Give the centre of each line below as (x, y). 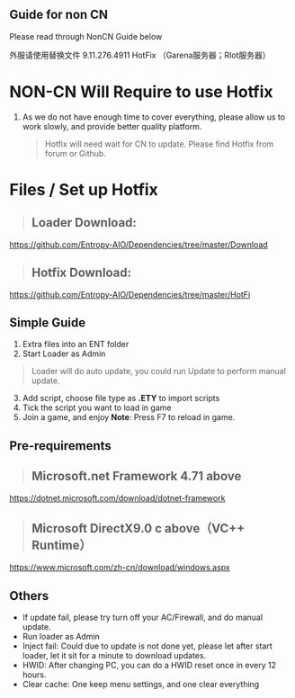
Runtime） (61, 545)
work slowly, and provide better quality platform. (112, 126)
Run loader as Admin (61, 637)
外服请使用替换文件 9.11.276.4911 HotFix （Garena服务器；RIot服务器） (140, 55)
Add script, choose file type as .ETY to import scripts (121, 398)
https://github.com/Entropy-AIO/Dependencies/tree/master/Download (139, 244)
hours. (34, 675)
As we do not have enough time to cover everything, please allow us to (154, 117)
